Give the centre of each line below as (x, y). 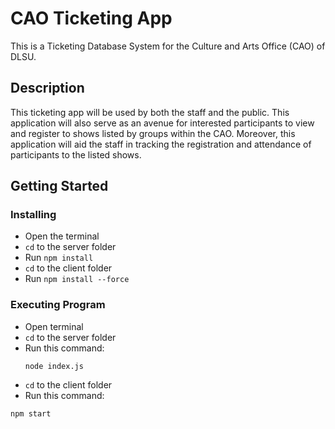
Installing (33, 215)
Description (47, 88)
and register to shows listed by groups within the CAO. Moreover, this (153, 133)
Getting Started (59, 186)
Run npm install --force (77, 279)
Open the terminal (62, 236)
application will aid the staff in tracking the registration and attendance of (161, 144)
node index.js (54, 366)
